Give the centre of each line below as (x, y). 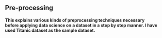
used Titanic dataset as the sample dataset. (50, 30)
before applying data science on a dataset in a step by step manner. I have (81, 25)
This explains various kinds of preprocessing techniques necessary (75, 20)
